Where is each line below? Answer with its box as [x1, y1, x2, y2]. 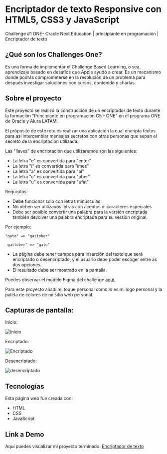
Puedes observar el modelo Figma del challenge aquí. [5, 276, 116, 283]
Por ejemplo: [5, 224, 31, 230]
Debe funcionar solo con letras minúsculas [12, 198, 101, 204]
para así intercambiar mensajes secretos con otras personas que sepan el [5, 133, 157, 139]
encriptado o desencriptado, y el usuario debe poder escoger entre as [12, 256, 157, 262]
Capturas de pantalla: [5, 306, 74, 314]
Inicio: [5, 319, 18, 325]
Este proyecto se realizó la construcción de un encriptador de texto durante [5, 107, 161, 113]
